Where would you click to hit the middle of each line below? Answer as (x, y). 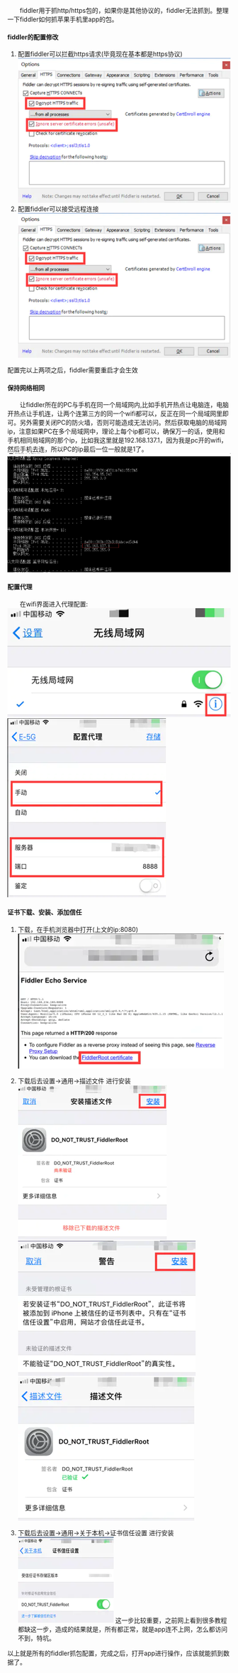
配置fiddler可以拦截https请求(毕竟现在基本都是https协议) (100, 54)
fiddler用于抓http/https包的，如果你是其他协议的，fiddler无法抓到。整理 (124, 10)
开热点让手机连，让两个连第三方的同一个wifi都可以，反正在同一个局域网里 (115, 413)
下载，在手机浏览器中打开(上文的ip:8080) (78, 929)
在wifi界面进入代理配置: (54, 604)
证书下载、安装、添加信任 (45, 912)
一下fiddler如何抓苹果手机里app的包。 (63, 19)
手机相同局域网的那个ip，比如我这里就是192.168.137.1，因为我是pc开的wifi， (118, 440)
